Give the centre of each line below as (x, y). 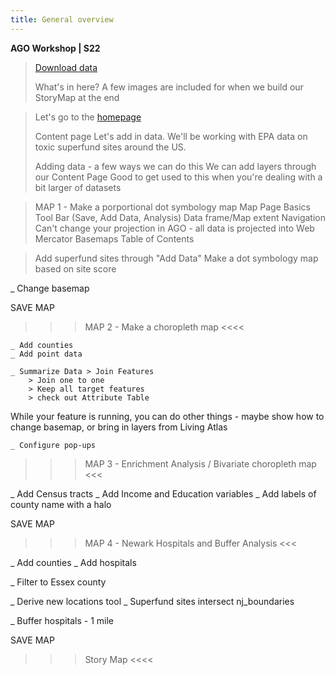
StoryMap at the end (77, 97)
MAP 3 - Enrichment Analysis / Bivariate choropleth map (200, 463)
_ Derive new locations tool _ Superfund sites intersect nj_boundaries (152, 601)
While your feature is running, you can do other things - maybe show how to (167, 416)
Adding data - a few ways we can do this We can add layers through (175, 166)
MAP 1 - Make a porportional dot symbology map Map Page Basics (172, 207)
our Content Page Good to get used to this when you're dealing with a (178, 177)
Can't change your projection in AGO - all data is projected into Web (174, 228)
